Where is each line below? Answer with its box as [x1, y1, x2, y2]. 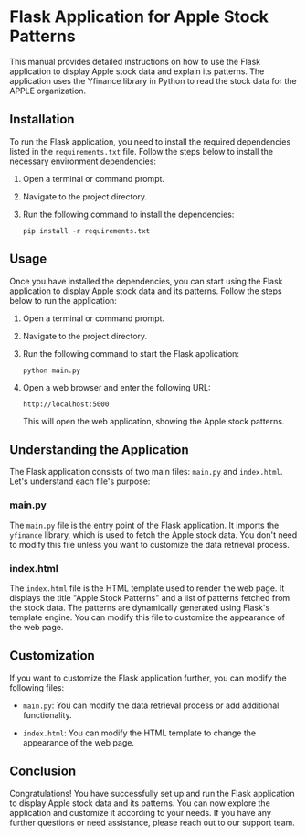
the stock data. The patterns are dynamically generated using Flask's [9, 602, 270, 613]
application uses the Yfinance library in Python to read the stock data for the [9, 75, 297, 86]
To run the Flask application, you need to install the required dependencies [9, 135, 291, 147]
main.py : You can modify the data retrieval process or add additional [22, 700, 280, 711]
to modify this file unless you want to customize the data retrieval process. [9, 539, 290, 550]
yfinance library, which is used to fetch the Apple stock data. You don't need [9, 529, 298, 541]
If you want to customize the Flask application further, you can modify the [9, 672, 287, 683]
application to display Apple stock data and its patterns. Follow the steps [9, 285, 282, 296]
